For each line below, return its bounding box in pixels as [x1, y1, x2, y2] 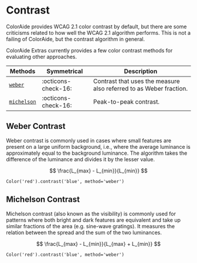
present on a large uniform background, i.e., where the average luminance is [6, 143, 191, 150]
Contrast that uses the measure [93, 77, 180, 85]
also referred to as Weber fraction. [93, 84, 188, 92]
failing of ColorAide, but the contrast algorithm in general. [6, 35, 145, 42]
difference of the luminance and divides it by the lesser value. [6, 155, 155, 162]
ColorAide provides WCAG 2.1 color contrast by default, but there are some [6, 23, 187, 30]
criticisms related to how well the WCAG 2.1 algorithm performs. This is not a [6, 29, 191, 36]
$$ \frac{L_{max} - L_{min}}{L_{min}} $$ [49, 167, 148, 174]
